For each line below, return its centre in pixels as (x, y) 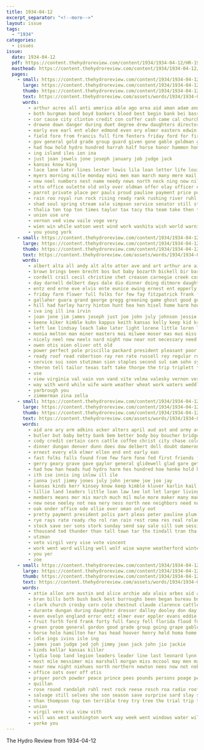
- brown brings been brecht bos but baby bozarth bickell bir (108, 272)
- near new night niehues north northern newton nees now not (108, 667)
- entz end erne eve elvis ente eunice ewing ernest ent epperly (113, 288)
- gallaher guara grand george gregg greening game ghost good (110, 300)
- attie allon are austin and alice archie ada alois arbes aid (111, 593)
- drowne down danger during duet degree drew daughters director (114, 125)
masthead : (24, 68)
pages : (20, 74)
